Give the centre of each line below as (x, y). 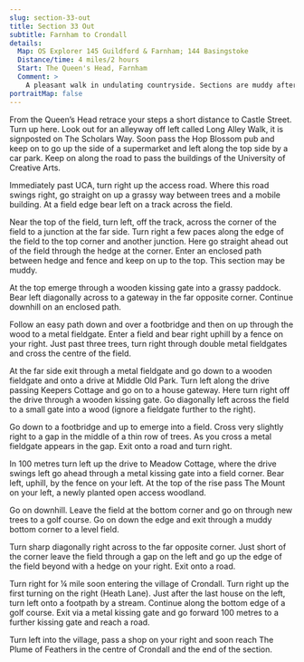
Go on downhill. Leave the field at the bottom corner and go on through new (151, 510)
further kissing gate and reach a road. (80, 622)
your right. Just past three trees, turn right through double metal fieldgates (148, 343)
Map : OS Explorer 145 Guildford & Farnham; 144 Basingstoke (133, 52)
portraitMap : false (46, 93)
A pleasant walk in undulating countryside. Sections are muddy (149, 85)
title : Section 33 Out (52, 26)
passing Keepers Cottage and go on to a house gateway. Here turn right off (150, 389)
